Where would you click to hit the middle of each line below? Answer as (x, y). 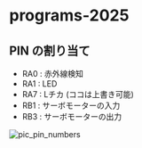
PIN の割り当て (50, 50)
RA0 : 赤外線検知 (53, 74)
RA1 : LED (39, 84)
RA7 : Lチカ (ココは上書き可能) (78, 94)
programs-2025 (69, 16)
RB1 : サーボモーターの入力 (71, 105)
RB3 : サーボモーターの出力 (72, 116)
